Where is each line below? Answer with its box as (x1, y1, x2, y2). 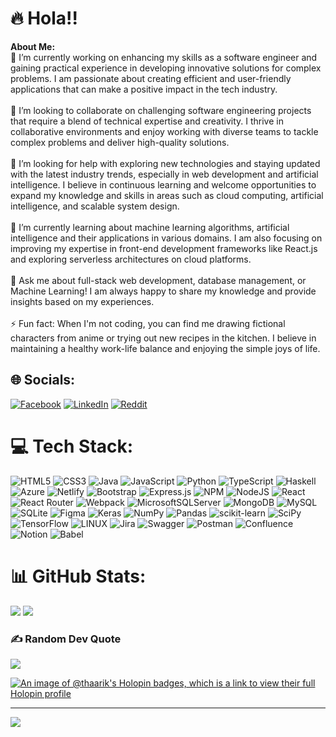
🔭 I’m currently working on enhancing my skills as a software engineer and (10, 51, 318, 63)
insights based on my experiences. (10, 295, 155, 307)
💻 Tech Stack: (10, 435, 134, 457)
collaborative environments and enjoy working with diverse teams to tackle (10, 125, 319, 137)
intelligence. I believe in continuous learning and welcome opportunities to (10, 178, 317, 191)
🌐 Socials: (10, 372, 76, 389)
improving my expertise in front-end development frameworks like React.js (10, 242, 318, 254)
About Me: (10, 40, 56, 52)
